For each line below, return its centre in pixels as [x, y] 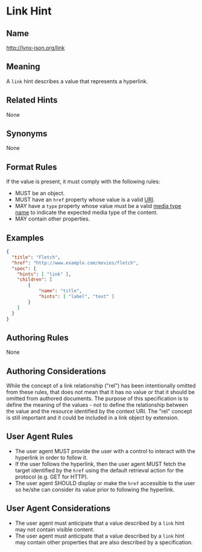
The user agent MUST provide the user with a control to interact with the [105, 451]
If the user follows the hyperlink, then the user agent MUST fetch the [100, 464]
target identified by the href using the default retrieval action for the [99, 470]
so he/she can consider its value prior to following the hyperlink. [95, 489]
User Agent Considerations [58, 508]
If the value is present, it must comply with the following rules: [83, 181]
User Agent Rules [40, 437]
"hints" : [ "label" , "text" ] [76, 296]
